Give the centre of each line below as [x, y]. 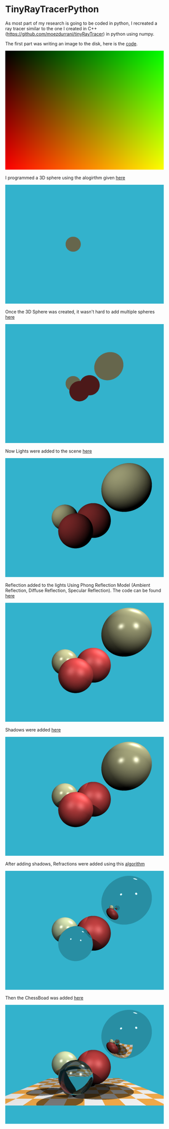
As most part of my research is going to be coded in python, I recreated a [81, 23]
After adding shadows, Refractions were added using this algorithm [75, 864]
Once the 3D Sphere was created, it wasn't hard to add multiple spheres [80, 312]
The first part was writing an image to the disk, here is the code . [71, 43]
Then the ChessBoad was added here [45, 998]
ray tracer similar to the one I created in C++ [51, 28]
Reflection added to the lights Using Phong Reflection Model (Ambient [78, 585]
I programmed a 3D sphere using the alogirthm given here [65, 178]
